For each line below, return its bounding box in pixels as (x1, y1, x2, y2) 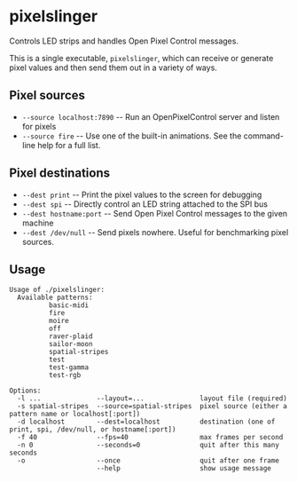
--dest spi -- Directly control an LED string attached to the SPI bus (21, 198, 269, 209)
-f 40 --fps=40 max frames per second (17, 433, 284, 442)
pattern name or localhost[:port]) (9, 410, 141, 419)
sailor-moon (48, 340, 93, 349)
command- (243, 130, 284, 141)
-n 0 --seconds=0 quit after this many (17, 441, 279, 450)
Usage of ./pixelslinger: (9, 286, 105, 295)
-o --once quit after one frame (17, 456, 279, 465)
